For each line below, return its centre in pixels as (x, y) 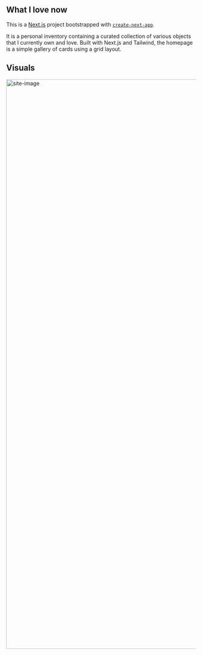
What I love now (37, 10)
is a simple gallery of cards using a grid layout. (64, 49)
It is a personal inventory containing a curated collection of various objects (99, 36)
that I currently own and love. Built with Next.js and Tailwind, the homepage (100, 42)
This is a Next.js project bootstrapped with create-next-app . (81, 24)
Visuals (20, 68)
